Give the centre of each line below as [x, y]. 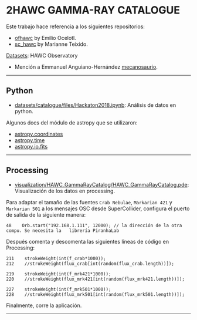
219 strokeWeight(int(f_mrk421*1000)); [59, 274]
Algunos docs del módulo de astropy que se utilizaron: [72, 122]
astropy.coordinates [39, 134]
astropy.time [30, 140]
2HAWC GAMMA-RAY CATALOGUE [93, 10]
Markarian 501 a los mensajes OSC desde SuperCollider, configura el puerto [98, 208]
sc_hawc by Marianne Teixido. [51, 44]
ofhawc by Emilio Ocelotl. [45, 38]
